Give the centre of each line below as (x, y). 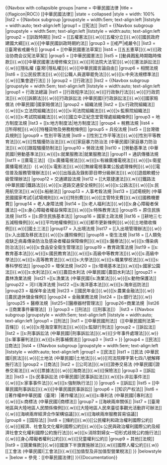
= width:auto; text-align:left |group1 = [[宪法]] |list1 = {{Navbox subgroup (79, 25)
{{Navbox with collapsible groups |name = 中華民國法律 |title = (69, 8)
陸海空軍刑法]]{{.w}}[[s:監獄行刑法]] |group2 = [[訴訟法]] (98, 327)
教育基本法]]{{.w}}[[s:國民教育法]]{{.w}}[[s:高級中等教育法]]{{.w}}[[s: (75, 253)
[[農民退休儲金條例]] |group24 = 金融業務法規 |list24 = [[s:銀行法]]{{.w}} (79, 297)
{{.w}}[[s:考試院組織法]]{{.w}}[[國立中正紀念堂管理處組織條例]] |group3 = (80, 117)
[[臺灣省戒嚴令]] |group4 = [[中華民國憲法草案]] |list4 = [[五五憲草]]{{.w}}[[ (81, 49)
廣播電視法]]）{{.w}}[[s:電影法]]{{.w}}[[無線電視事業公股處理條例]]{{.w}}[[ (81, 166)
